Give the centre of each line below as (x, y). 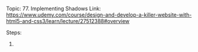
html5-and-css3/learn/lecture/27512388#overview (68, 21)
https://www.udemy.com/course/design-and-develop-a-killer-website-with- (99, 15)
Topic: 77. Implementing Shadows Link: (54, 9)
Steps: (14, 32)
